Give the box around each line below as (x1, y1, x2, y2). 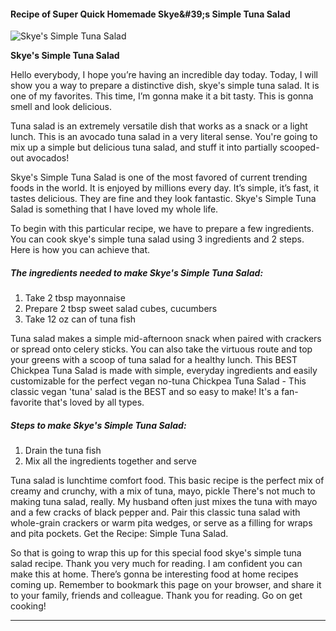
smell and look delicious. (10, 101, 112, 113)
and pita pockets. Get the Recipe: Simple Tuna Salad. (10, 528, 229, 540)
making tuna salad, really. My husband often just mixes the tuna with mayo (10, 496, 318, 508)
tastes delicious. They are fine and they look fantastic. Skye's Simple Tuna (10, 193, 317, 205)
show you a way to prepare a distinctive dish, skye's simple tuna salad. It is (10, 80, 320, 92)
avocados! (26, 152, 70, 164)
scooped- (279, 141, 320, 154)
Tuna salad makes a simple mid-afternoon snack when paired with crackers (10, 333, 322, 345)
